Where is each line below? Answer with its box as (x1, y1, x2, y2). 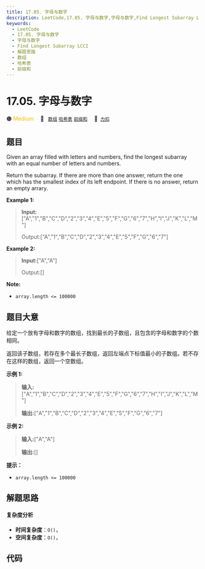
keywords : (6, 20, 32, 26)
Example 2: (6, 245, 35, 253)
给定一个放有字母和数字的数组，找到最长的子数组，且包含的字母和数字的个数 (6, 329, 199, 337)
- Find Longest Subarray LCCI (12, 43, 88, 50)
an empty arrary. (6, 185, 48, 192)
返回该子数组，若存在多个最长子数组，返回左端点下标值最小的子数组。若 (6, 349, 188, 357)
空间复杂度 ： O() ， (15, 534, 62, 541)
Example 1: (6, 196, 35, 204)
